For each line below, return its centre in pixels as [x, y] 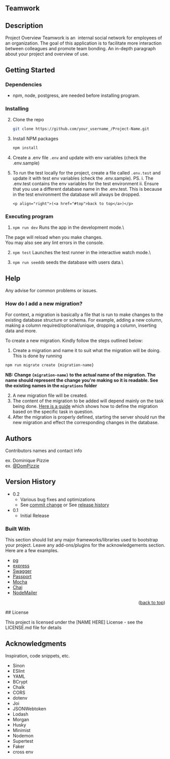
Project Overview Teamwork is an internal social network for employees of [84, 38]
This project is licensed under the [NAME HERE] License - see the [74, 622]
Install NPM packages [35, 139]
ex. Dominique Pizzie [27, 461]
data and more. [21, 331]
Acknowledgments [36, 644]
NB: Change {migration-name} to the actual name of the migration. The [80, 375]
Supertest [23, 741]
